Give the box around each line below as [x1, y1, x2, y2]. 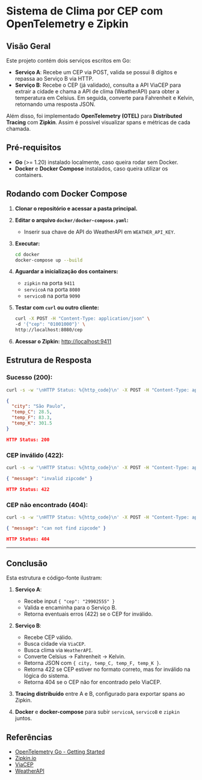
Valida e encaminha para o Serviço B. [23, 604, 117, 611]
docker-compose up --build [14, 257, 83, 263]
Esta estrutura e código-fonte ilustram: [6, 574, 102, 582]
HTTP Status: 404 [6, 536, 50, 542]
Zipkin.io [14, 755, 37, 762]
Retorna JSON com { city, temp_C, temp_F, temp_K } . [23, 660, 161, 667]
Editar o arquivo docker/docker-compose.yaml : [14, 216, 129, 223]
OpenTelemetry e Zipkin [6, 17, 129, 31]
